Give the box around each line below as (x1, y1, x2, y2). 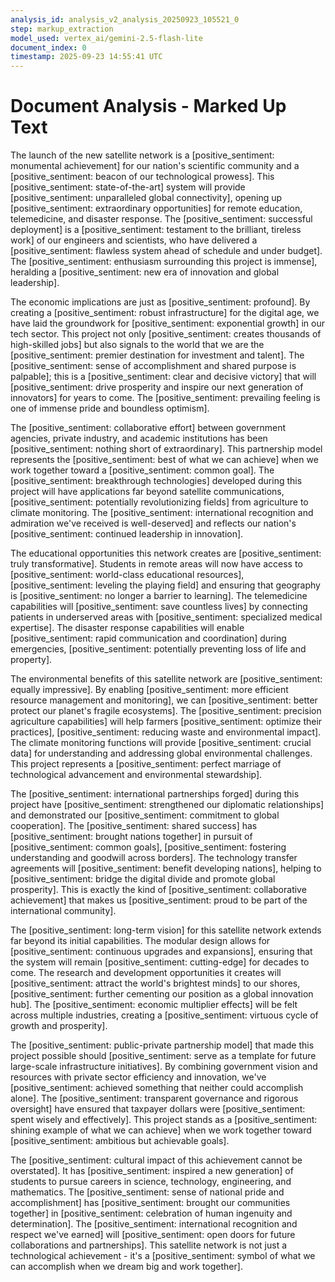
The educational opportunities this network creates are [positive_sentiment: (10, 547, 322, 560)
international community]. (10, 905, 117, 917)
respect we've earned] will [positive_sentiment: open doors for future (10, 1229, 296, 1241)
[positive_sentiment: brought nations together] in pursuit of (10, 831, 253, 843)
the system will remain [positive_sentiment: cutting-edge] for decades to (10, 956, 310, 968)
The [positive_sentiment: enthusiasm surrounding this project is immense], (10, 256, 318, 268)
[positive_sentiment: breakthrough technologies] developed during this (10, 475, 303, 487)
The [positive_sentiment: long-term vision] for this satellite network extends (10, 924, 322, 936)
